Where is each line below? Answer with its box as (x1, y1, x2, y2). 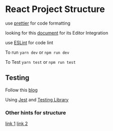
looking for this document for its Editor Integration (5, 30, 108, 36)
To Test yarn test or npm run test (5, 59, 76, 65)
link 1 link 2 (5, 120, 28, 126)
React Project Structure (5, 4, 105, 15)
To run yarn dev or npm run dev (5, 49, 69, 55)
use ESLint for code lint (5, 39, 54, 46)
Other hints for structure (5, 109, 66, 116)
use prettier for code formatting (5, 20, 71, 26)
